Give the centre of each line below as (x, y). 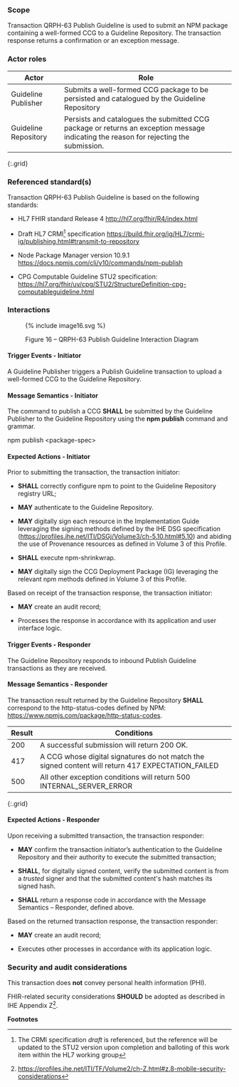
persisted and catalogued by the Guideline (135, 98)
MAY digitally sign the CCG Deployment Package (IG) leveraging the (118, 572)
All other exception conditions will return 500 (115, 777)
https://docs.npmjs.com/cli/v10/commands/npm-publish (100, 262)
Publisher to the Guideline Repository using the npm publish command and (118, 419)
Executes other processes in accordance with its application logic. (115, 949)
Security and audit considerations (67, 967)
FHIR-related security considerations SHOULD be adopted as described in (116, 996)
